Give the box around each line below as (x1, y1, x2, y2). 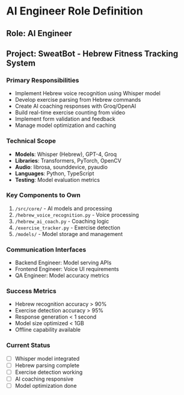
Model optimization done (14, 382, 77, 389)
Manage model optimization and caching (14, 122, 116, 129)
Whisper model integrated (14, 355, 80, 362)
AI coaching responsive (14, 375, 74, 382)
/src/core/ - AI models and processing (14, 205, 112, 212)
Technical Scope (6, 137, 56, 145)
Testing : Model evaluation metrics (14, 176, 100, 183)
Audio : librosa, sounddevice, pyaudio (14, 163, 108, 170)
